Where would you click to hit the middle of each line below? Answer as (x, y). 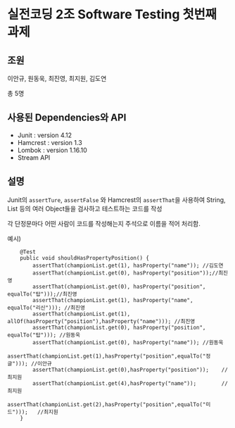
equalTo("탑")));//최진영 (42, 294)
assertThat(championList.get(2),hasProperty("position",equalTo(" (107, 404)
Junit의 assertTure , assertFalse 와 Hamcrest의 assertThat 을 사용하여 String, (117, 200)
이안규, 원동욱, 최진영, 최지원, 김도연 (57, 78)
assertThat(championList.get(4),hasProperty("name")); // (131, 383)
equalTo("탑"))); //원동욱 (44, 335)
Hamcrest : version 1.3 (50, 142)
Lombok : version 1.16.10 (52, 150)
